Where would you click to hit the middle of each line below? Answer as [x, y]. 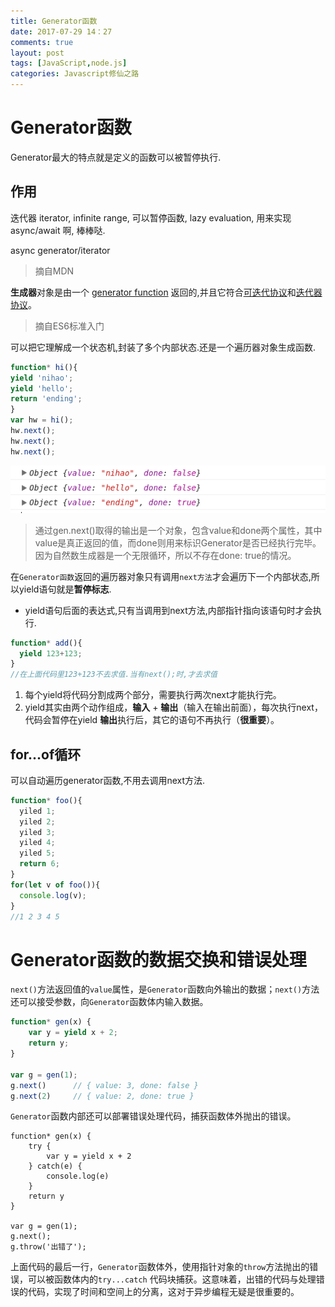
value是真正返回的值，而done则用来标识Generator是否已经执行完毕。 [178, 542]
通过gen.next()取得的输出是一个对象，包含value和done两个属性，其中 [178, 530]
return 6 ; [39, 864]
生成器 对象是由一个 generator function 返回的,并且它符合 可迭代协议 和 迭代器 [166, 292]
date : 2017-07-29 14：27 [61, 31]
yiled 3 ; [37, 832]
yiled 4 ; [37, 843]
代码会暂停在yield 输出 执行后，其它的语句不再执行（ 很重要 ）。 [152, 720]
